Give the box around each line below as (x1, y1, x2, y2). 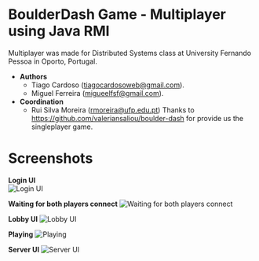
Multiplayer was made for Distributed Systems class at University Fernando (8, 48, 252, 57)
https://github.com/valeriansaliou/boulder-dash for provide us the (31, 113, 244, 123)
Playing (8, 230, 34, 239)
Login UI (8, 175, 36, 185)
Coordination (19, 97, 64, 106)
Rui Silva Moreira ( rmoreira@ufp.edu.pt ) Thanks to (31, 105, 195, 115)
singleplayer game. (31, 122, 93, 131)
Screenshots (8, 149, 93, 167)
